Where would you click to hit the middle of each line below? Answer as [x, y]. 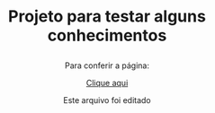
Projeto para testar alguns [107, 17]
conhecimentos [107, 35]
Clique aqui [107, 83]
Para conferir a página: [107, 65]
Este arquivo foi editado [107, 100]
